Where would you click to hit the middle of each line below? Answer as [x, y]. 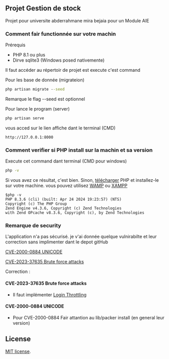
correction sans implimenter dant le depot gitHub [57, 242]
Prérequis [15, 45]
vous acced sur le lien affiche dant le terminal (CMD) [61, 128]
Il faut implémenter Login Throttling [49, 294]
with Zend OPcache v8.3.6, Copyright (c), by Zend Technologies [75, 213]
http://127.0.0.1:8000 [29, 137]
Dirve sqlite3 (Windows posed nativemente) [59, 60]
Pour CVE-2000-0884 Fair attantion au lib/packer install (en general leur [88, 317]
